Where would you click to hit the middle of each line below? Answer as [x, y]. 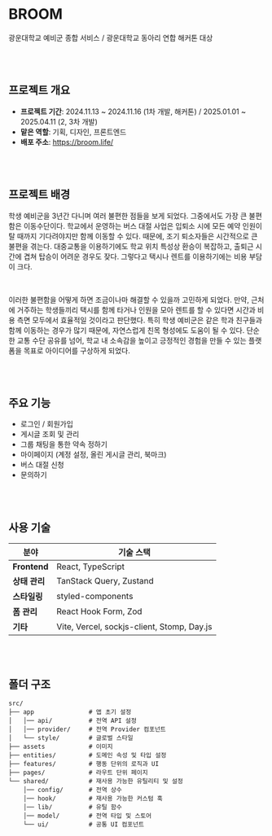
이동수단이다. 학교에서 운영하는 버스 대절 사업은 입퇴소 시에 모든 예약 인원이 [143, 225]
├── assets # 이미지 [61, 746]
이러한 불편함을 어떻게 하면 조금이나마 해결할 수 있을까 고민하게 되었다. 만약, [129, 300]
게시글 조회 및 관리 [50, 434]
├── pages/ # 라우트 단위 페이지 [78, 773]
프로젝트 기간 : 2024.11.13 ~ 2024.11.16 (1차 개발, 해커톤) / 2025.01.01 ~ [133, 112]
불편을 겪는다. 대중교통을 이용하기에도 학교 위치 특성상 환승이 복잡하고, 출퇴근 [131, 246]
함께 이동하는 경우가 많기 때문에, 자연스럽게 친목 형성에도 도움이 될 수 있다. [127, 330]
